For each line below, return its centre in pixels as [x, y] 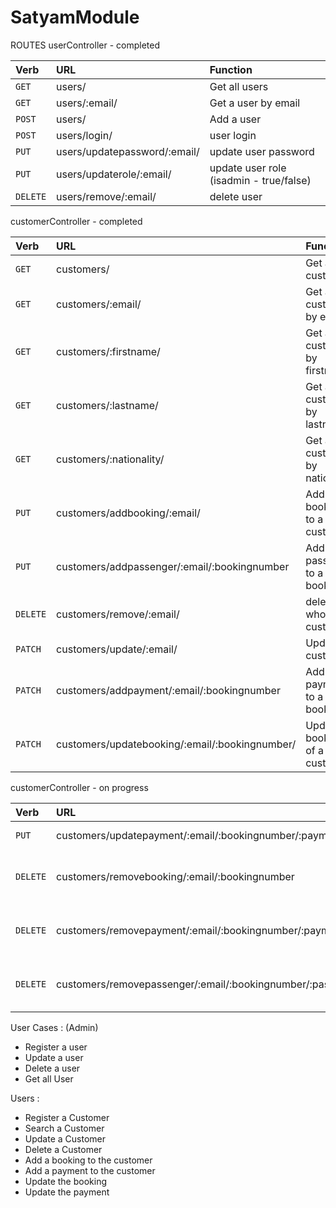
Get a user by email [255, 103]
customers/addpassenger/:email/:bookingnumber [173, 566]
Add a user [235, 119]
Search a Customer [64, 1128]
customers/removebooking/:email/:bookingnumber [175, 876]
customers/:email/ [99, 304]
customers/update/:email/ [117, 649]
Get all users [239, 86]
